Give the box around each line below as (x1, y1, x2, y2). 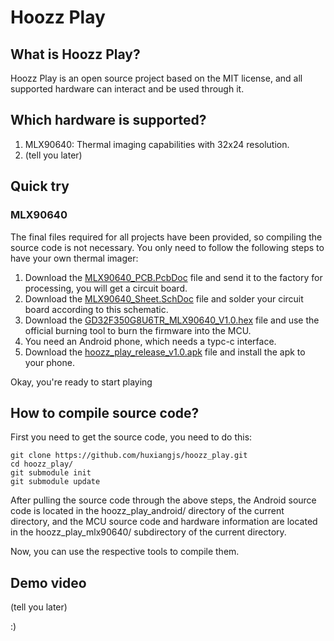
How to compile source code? (10, 404, 200, 421)
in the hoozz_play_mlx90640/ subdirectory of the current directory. (10, 526, 287, 538)
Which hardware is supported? (10, 112, 207, 129)
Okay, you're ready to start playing (10, 376, 153, 388)
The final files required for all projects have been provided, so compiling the (10, 231, 323, 243)
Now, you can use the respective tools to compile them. (10, 546, 240, 558)
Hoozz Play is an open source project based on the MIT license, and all (10, 72, 303, 84)
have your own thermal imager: (10, 252, 139, 264)
